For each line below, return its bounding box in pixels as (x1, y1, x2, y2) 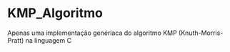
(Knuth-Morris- (178, 28, 224, 37)
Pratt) (7, 36, 24, 44)
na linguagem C (25, 36, 72, 44)
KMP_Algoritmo (7, 5, 104, 21)
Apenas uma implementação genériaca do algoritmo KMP (7, 28, 177, 37)
